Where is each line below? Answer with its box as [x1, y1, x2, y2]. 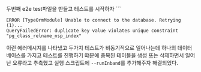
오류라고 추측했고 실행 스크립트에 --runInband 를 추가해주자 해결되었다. [12, 59, 179, 66]
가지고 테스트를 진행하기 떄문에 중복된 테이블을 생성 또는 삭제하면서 [26, 52, 184, 59]
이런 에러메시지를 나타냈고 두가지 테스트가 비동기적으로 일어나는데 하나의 [6, 44, 176, 51]
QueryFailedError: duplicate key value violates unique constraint [6, 28, 179, 34]
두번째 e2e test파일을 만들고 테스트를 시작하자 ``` [6, 5, 121, 12]
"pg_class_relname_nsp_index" [6, 33, 82, 39]
